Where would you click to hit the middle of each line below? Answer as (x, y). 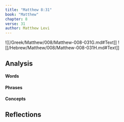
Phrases (14, 87)
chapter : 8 (16, 19)
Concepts (15, 99)
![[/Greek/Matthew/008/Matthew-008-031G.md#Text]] (61, 42)
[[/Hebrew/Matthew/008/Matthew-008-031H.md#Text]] (62, 48)
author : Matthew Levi (28, 28)
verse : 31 (15, 24)
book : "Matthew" (22, 14)
